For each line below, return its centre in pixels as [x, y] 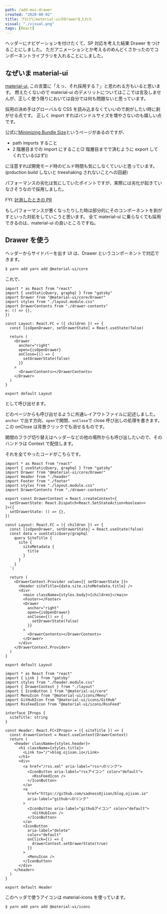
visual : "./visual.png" [30, 24]
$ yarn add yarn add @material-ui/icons [48, 906]
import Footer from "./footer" [38, 481]
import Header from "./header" [38, 476]
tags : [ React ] [20, 28]
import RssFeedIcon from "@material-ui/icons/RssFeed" [63, 704]
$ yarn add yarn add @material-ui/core [47, 269]
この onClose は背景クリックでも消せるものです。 [56, 426]
